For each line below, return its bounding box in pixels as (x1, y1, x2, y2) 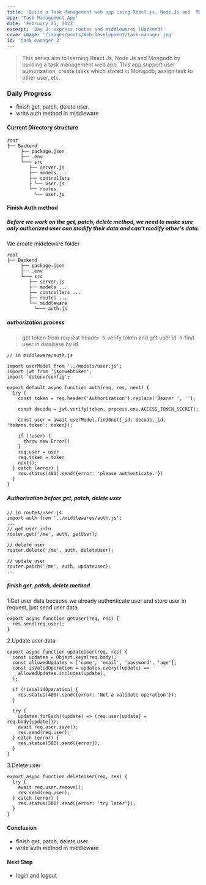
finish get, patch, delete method (7, 581, 90, 589)
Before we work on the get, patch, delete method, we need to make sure (7, 218, 193, 225)
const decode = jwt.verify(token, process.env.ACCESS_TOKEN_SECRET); (18, 406, 199, 412)
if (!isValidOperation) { (12, 686, 79, 692)
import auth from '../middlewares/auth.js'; (7, 515, 122, 521)
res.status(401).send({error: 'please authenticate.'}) (18, 471, 164, 477)
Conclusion (7, 824, 37, 832)
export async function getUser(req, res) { (7, 615, 120, 622)
